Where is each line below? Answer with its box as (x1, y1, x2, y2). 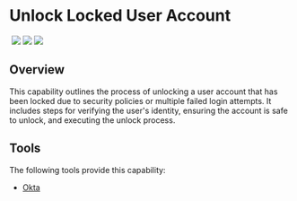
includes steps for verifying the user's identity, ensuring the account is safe (9, 105, 289, 116)
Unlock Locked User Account (9, 5, 231, 26)
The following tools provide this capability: (9, 164, 166, 175)
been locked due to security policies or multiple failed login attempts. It (9, 95, 272, 106)
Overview (9, 62, 66, 77)
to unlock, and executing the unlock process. (9, 114, 176, 126)
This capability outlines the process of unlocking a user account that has (9, 86, 278, 97)
